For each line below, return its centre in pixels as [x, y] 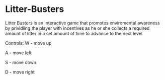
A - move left [18, 53]
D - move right [20, 72]
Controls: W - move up [28, 43]
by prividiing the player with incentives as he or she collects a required [78, 28]
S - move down [21, 62]
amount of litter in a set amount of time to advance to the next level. [75, 33]
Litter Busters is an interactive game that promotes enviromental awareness [82, 23]
